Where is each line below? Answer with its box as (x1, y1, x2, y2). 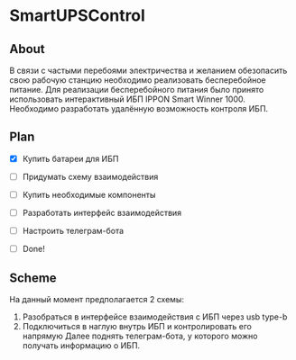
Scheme (9, 270, 57, 285)
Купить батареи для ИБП (22, 153, 119, 164)
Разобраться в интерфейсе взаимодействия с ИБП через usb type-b (22, 311, 288, 322)
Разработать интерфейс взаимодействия (22, 208, 182, 218)
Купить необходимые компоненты (22, 189, 156, 200)
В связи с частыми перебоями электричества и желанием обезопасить (9, 65, 288, 76)
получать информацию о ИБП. (22, 340, 141, 351)
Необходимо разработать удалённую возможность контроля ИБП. (9, 103, 269, 113)
